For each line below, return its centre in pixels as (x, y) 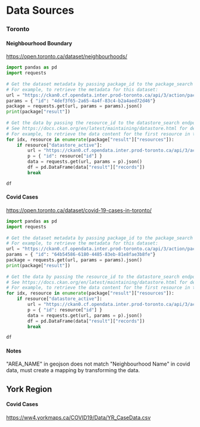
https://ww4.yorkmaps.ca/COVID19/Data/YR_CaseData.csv (79, 417)
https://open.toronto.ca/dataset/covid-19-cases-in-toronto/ (79, 210)
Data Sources (40, 10)
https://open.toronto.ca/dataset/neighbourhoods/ (67, 57)
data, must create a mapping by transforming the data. (73, 370)
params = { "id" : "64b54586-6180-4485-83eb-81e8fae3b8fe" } (81, 255)
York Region (29, 389)
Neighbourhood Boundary (39, 43)
